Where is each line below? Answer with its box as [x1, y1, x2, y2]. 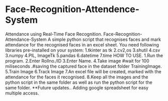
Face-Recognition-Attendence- [5, 4, 140, 15]
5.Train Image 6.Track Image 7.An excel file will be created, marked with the [5, 68, 162, 74]
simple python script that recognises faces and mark [52, 36, 161, 42]
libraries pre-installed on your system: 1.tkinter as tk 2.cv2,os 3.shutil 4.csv [5, 47, 160, 53]
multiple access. [5, 90, 39, 96]
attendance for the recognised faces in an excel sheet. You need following [5, 41, 159, 47]
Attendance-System [5, 36, 47, 42]
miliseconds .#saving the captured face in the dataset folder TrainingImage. [5, 63, 162, 69]
